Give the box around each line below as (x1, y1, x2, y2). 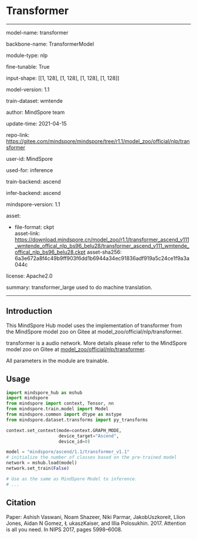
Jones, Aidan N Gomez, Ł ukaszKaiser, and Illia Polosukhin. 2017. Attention (6, 520, 186, 527)
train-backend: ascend (6, 178, 61, 185)
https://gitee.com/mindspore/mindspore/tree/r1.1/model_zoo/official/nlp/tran (6, 137, 190, 144)
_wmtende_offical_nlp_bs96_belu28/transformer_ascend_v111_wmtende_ (14, 242, 189, 249)
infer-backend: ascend (6, 189, 61, 196)
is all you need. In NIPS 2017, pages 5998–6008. (6, 525, 123, 533)
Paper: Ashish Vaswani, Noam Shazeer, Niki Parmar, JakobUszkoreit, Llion (6, 513, 186, 520)
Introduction (6, 306, 53, 316)
